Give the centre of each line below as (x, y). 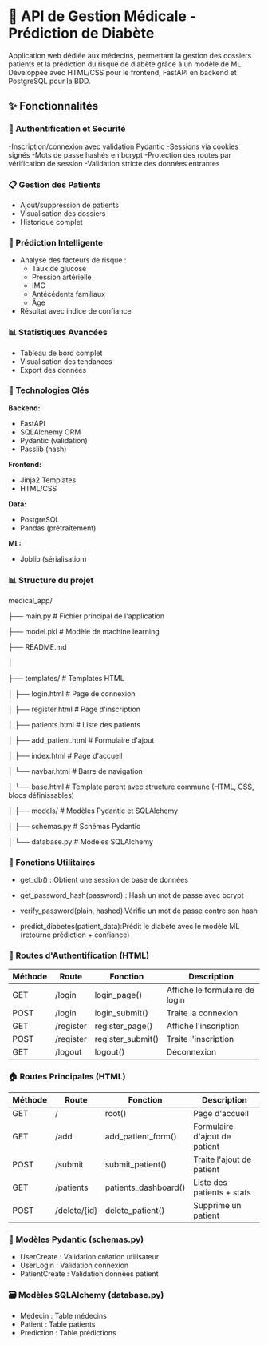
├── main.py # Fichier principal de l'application (87, 616)
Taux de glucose (59, 269)
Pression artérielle (61, 277)
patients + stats (222, 1193)
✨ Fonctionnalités (53, 106)
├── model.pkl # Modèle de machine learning (84, 632)
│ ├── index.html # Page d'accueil (65, 756)
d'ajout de (212, 1137)
